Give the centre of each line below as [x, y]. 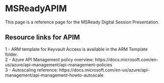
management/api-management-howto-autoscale [54, 75]
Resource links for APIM [43, 37]
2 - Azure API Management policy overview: [49, 60]
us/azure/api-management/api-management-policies [59, 64]
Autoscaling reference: [35, 70]
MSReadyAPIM [36, 9]
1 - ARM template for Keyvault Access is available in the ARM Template [76, 49]
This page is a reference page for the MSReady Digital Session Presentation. [82, 22]
